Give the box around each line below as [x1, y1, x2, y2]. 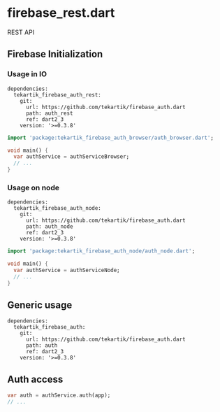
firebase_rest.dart [7, 5, 115, 21]
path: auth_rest [25, 110, 73, 117]
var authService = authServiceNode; [13, 267, 120, 274]
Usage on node [7, 183, 59, 192]
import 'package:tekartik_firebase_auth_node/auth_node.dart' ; [7, 248, 196, 255]
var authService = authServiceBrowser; [13, 153, 130, 160]
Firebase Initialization [7, 48, 103, 60]
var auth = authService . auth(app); [7, 392, 111, 399]
